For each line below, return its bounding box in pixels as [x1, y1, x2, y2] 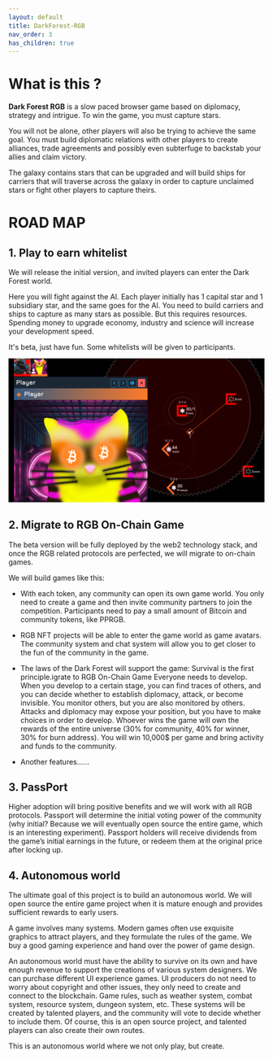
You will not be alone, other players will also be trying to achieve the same [8, 126, 256, 136]
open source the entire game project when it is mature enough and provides [8, 899, 263, 909]
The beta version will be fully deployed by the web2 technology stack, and [8, 539, 258, 549]
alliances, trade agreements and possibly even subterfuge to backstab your [8, 143, 262, 154]
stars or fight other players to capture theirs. [8, 185, 157, 195]
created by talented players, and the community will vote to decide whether [8, 1009, 262, 1018]
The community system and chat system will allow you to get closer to [19, 638, 256, 648]
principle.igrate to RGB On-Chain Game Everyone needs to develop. [19, 672, 248, 682]
